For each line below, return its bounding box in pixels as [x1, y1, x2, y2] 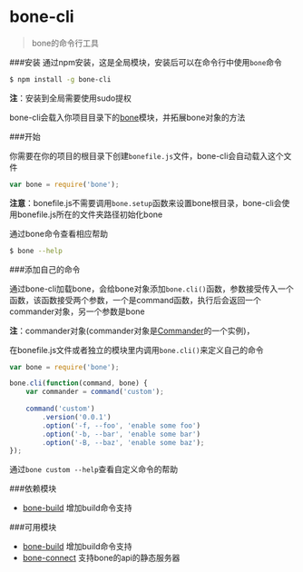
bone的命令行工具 [31, 37, 100, 48]
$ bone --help [9, 246, 64, 255]
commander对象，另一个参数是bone [9, 306, 145, 317]
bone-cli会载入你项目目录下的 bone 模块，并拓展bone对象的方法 [9, 112, 246, 123]
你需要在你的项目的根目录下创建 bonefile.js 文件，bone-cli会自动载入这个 [9, 150, 284, 161]
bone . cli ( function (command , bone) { [9, 379, 148, 388]
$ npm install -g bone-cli [9, 74, 112, 84]
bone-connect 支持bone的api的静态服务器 [22, 552, 181, 564]
